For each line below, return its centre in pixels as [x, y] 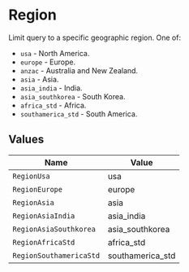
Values [26, 140]
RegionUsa [31, 176]
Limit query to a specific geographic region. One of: [94, 37]
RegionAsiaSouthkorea [54, 229]
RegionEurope [38, 189]
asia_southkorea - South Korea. [73, 96]
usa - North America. [55, 53]
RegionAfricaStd [44, 242]
